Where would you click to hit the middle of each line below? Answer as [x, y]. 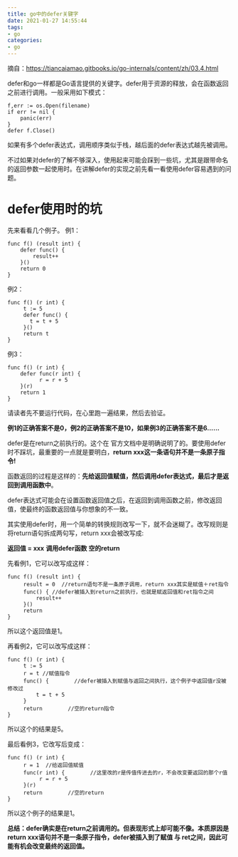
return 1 [33, 393]
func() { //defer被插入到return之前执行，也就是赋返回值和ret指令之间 [119, 592]
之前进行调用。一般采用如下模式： [57, 92]
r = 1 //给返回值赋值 [53, 765]
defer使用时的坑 [55, 209]
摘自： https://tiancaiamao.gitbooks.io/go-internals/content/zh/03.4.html [113, 68]
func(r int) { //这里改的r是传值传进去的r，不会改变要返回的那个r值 [125, 773]
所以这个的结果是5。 [37, 729]
